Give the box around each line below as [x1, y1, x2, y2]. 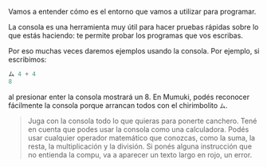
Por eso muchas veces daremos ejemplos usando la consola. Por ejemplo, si [8, 46, 261, 55]
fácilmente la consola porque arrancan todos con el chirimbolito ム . [8, 100, 229, 110]
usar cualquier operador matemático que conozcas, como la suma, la [27, 133, 256, 142]
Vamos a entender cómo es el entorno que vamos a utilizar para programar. [8, 7, 257, 16]
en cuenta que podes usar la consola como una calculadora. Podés [27, 124, 249, 134]
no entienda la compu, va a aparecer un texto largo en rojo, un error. [27, 149, 253, 159]
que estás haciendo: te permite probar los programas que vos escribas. [8, 31, 243, 40]
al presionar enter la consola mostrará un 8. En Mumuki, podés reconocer [8, 92, 250, 101]
